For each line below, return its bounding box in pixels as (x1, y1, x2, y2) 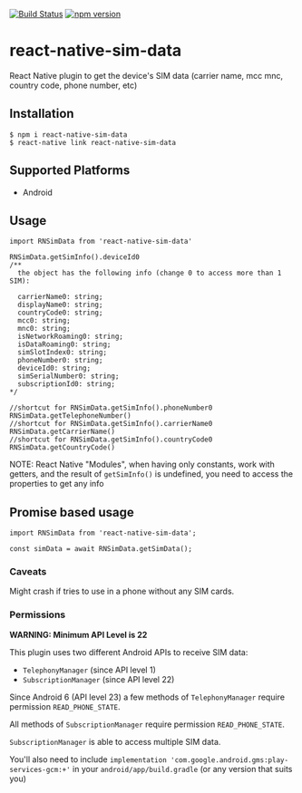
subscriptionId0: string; (17, 380, 116, 389)
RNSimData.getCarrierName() (9, 427, 116, 437)
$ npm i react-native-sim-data (9, 130, 128, 140)
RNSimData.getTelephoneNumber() (9, 411, 132, 421)
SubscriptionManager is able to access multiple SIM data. (9, 736, 221, 747)
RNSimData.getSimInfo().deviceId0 (9, 253, 141, 262)
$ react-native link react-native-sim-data (9, 138, 177, 147)
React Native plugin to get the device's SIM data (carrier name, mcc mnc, (9, 70, 284, 81)
